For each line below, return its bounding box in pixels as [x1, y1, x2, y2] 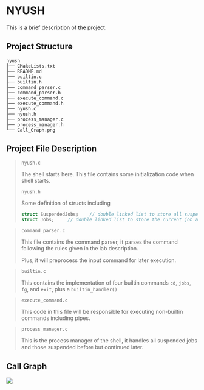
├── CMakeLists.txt [6, 63, 56, 69]
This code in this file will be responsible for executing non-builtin [21, 308, 183, 316]
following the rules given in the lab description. [21, 245, 138, 252]
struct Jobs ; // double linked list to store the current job [21, 217, 193, 223]
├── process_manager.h [6, 121, 64, 128]
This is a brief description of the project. [6, 24, 107, 31]
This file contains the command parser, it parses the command [21, 238, 178, 246]
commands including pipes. [21, 314, 90, 322]
